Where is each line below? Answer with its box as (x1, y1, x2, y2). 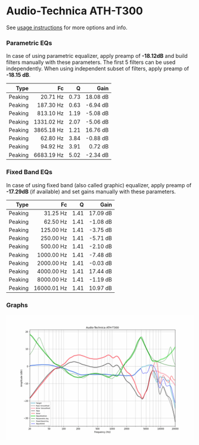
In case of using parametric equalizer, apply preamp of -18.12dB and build (6, 52, 188, 60)
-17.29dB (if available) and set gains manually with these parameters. (6, 188, 176, 195)
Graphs (6, 301, 28, 309)
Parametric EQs (6, 39, 52, 47)
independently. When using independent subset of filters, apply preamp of (6, 65, 189, 72)
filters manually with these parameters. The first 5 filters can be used (6, 58, 176, 66)
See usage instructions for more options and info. (6, 24, 128, 31)
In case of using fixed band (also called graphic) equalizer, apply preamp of (6, 181, 192, 188)
